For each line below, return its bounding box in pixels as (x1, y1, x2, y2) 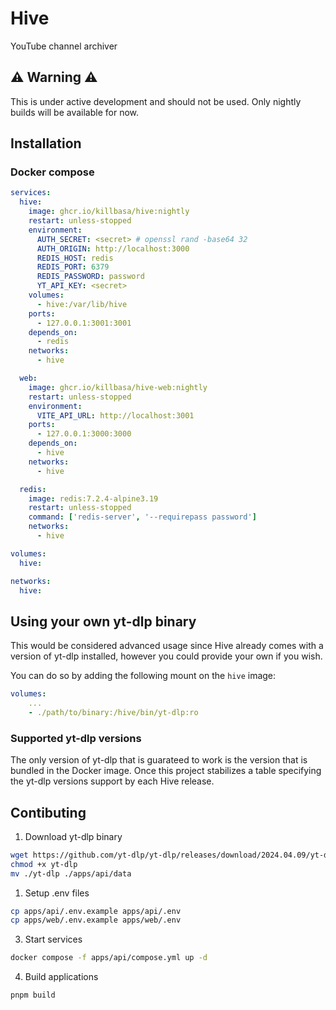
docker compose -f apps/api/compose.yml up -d (10, 953, 208, 963)
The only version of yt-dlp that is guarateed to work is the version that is (10, 754, 308, 766)
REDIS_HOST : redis (36, 253, 114, 263)
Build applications (24, 971, 99, 983)
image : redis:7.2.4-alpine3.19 (28, 493, 159, 504)
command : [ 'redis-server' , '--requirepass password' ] (28, 512, 257, 522)
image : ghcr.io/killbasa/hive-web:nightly (28, 382, 208, 392)
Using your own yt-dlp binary (10, 613, 197, 630)
